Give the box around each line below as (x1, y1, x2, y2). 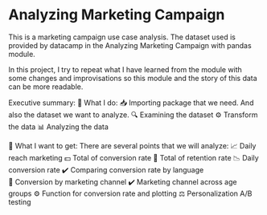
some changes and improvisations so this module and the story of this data (8, 73, 257, 83)
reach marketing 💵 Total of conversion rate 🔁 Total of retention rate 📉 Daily (8, 152, 259, 162)
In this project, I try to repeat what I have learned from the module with (8, 64, 243, 74)
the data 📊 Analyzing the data (8, 122, 109, 132)
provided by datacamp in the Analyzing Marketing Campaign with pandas (8, 40, 252, 50)
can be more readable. (8, 82, 84, 91)
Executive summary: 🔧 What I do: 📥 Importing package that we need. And (8, 98, 254, 107)
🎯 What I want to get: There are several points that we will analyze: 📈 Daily (8, 140, 257, 150)
